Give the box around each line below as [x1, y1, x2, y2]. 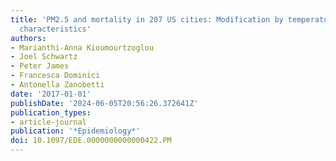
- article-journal [10, 117, 87, 127]
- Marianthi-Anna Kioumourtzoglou [10, 42, 155, 53]
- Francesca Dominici [10, 71, 101, 81]
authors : [10, 33, 47, 43]
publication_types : [10, 107, 92, 118]
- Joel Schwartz [10, 52, 78, 62]
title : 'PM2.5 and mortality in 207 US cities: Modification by [10, 14, 284, 25]
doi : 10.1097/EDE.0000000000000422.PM [10, 136, 172, 146]
